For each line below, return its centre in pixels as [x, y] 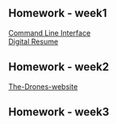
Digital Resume [33, 41]
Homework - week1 [58, 13]
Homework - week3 [59, 112]
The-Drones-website [43, 86]
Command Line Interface [50, 32]
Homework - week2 [59, 67]
